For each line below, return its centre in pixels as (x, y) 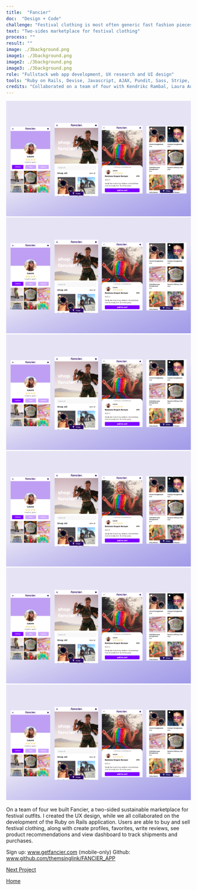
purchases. (20, 840)
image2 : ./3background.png (39, 62)
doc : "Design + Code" (34, 18)
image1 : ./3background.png (39, 56)
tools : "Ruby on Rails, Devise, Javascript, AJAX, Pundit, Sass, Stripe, (98, 80)
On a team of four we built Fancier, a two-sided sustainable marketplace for (97, 809)
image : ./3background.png (38, 50)
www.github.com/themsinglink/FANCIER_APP (61, 858)
